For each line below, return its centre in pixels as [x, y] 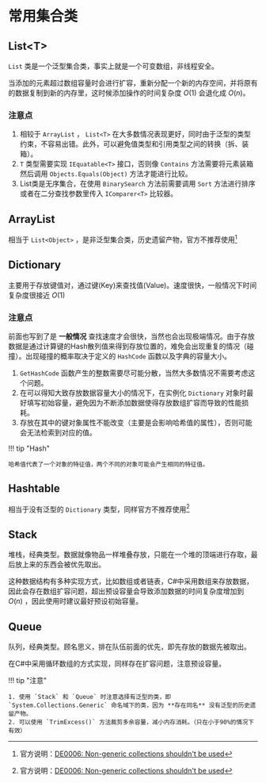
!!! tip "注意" [28, 680]
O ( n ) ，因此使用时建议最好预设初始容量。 [76, 601]
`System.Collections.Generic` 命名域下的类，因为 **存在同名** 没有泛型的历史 [129, 705]
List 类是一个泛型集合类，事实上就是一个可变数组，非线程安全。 [114, 66]
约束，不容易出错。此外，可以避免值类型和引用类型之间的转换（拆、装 [134, 144]
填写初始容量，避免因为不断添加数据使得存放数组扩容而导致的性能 [134, 402]
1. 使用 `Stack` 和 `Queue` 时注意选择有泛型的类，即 [90, 697]
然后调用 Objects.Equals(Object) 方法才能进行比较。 [106, 174]
